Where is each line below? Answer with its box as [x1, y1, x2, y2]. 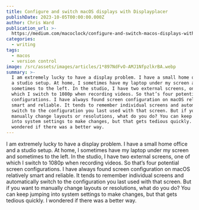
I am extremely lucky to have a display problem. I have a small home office [6, 140, 188, 147]
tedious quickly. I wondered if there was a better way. [6, 197, 137, 204]
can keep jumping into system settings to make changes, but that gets [6, 190, 178, 198]
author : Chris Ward [6, 20, 54, 25]
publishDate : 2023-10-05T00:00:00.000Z [6, 14, 105, 20]
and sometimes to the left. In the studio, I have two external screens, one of [6, 153, 191, 160]
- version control [11, 58, 57, 64]
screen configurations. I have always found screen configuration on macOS [6, 166, 191, 172]
